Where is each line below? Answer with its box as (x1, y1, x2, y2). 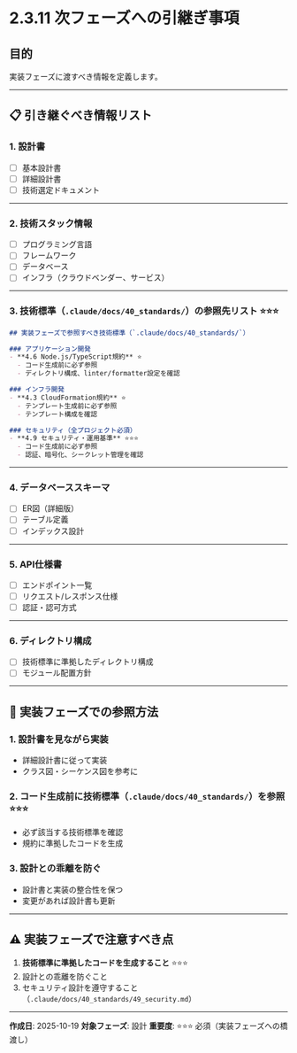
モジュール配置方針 (21, 668, 92, 678)
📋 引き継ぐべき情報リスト (9, 108, 153, 123)
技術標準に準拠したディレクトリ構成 (21, 656, 154, 667)
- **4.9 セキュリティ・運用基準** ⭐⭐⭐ (9, 434, 139, 443)
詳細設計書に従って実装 (21, 755, 108, 766)
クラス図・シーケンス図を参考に (21, 766, 139, 777)
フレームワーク (21, 250, 77, 261)
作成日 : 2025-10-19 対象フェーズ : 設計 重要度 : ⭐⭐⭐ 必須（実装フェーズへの (9, 1020, 280, 1031)
